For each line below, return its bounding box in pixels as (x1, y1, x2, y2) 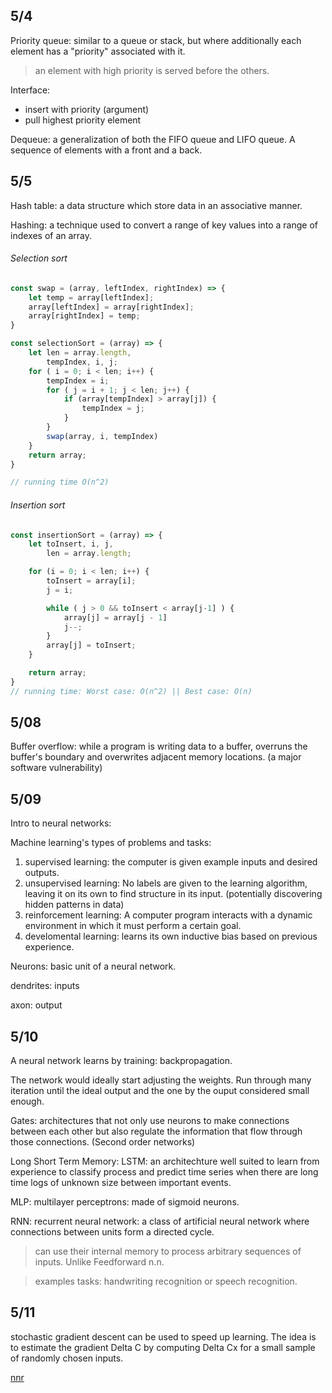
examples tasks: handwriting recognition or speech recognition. (34, 1275, 298, 1288)
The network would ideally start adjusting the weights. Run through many (10, 1074, 312, 1086)
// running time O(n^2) (10, 477, 110, 488)
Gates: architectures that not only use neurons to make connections (10, 1115, 290, 1127)
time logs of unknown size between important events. (10, 1177, 232, 1189)
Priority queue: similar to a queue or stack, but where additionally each (10, 34, 302, 46)
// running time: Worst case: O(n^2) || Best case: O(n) (10, 686, 253, 696)
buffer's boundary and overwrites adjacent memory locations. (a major (10, 751, 302, 763)
